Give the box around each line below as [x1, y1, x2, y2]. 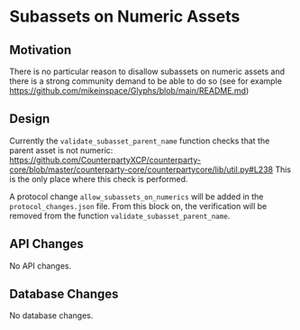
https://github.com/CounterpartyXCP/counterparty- [9, 154, 201, 165]
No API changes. [9, 260, 72, 271]
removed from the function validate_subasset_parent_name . [9, 210, 231, 221]
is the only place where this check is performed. [9, 173, 188, 184]
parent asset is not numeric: [9, 144, 114, 155]
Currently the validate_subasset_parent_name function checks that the [9, 135, 270, 146]
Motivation [9, 42, 72, 58]
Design [9, 111, 50, 127]
